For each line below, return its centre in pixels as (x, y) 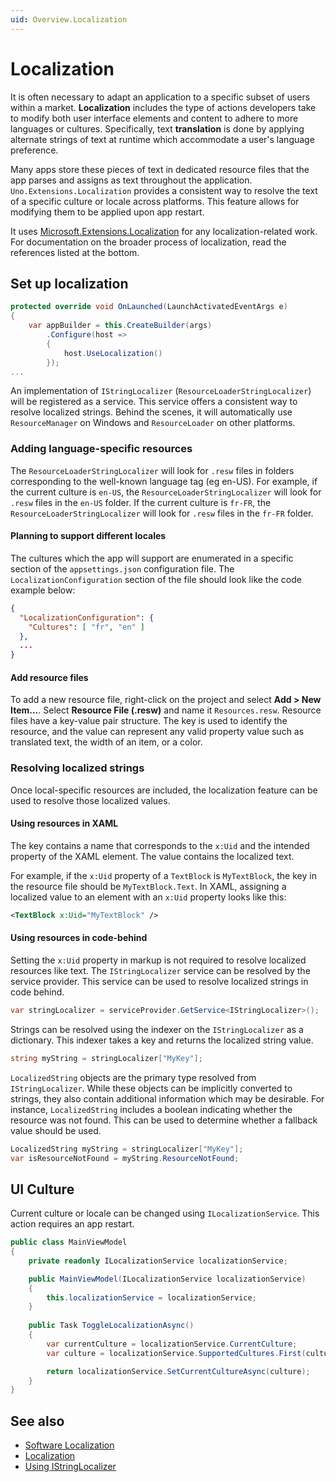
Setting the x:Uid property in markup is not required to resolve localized (158, 960)
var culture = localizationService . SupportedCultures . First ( (176, 1353)
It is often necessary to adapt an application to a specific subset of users (160, 97)
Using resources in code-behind (79, 938)
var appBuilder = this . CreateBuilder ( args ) (120, 326)
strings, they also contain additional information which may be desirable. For (167, 1098)
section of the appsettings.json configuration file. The (122, 568)
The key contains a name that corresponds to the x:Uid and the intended (160, 845)
